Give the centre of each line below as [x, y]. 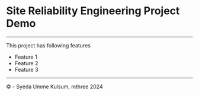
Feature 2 [26, 63]
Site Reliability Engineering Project [93, 11]
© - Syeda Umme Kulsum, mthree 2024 [54, 87]
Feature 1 [26, 57]
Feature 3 [26, 69]
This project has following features [48, 45]
